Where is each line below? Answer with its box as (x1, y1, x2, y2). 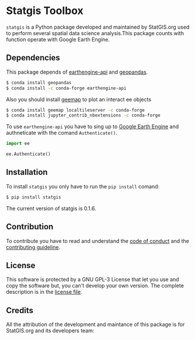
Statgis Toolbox (6, 4, 83, 18)
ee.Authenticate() (6, 151, 51, 157)
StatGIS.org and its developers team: (6, 327, 95, 334)
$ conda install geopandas (6, 80, 72, 85)
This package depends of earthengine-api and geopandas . (6, 68, 148, 75)
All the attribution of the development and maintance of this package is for (6, 321, 185, 328)
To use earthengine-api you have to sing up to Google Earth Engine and (6, 123, 179, 130)
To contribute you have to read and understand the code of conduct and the (6, 237, 190, 244)
